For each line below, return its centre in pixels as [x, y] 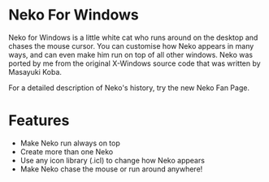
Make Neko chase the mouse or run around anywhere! [111, 169]
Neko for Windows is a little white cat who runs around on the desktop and [133, 37]
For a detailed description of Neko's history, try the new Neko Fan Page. [129, 88]
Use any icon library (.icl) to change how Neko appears [113, 160]
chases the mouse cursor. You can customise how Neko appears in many [131, 45]
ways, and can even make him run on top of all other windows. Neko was [131, 54]
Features [39, 121]
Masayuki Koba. [35, 71]
